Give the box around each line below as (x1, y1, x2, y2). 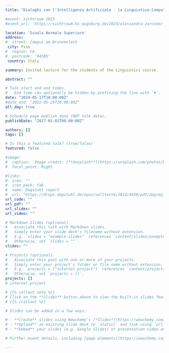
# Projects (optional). (5, 253, 55, 258)
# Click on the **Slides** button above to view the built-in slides (5, 295, 154, 300)
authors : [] (5, 127, 30, 133)
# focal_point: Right (5, 164, 53, 169)
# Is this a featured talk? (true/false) (5, 141, 94, 146)
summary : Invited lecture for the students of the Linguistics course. (5, 68, 158, 73)
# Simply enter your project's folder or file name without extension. (5, 262, 163, 267)
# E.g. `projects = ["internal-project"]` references (5, 267, 125, 272)
